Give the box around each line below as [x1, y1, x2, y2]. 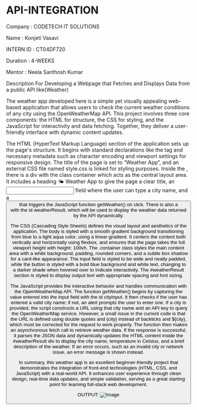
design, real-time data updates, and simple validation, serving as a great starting [12, 375, 185, 382]
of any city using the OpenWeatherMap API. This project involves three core [6, 110, 190, 117]
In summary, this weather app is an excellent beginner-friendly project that [18, 359, 179, 365]
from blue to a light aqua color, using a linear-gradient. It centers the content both [11, 234, 186, 240]
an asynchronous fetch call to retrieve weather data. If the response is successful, [10, 327, 187, 333]
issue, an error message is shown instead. [52, 349, 145, 355]
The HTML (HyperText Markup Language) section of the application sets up [6, 140, 189, 147]
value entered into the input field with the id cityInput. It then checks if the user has [9, 294, 188, 300]
